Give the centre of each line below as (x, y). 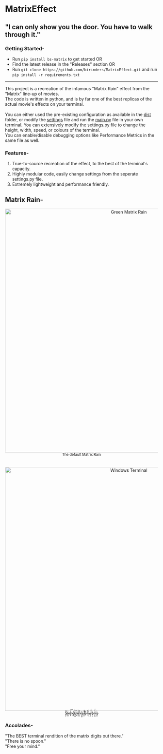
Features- (17, 153)
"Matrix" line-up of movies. (32, 94)
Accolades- (19, 725)
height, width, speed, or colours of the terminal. (53, 130)
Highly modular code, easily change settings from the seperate (75, 174)
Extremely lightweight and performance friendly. (60, 184)
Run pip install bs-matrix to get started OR (57, 59)
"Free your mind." (23, 746)
